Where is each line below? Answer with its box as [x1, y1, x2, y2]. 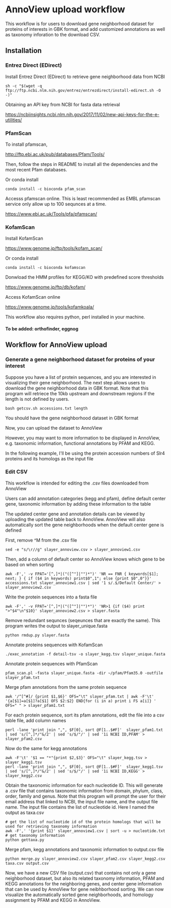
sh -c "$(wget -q [5, 83, 42, 88]
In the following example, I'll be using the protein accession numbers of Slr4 [5, 450, 165, 456]
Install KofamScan [5, 235, 43, 242]
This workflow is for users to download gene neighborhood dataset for [5, 21, 154, 27]
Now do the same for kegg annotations [5, 745, 87, 751]
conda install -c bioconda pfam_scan [5, 186, 86, 191]
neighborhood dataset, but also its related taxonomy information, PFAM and [5, 875, 164, 881]
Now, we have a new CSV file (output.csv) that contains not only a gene [5, 870, 156, 876]
